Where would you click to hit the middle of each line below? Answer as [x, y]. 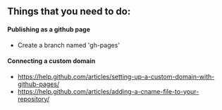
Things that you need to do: [69, 12]
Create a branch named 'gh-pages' [69, 45]
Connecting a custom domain [51, 61]
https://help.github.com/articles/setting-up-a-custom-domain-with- [116, 76]
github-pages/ [38, 84]
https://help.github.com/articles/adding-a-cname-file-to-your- [108, 91]
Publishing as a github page [49, 29]
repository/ [33, 99]
